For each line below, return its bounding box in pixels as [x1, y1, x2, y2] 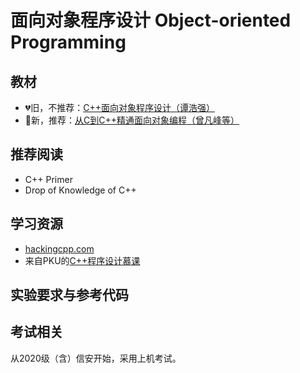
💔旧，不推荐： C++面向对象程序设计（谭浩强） [24, 102, 215, 113]
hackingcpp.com [24, 242, 95, 255]
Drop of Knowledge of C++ [24, 184, 137, 196]
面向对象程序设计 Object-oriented [10, 9, 292, 32]
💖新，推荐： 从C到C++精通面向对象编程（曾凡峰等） [24, 114, 240, 126]
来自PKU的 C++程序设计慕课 [24, 254, 141, 266]
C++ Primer [24, 173, 73, 185]
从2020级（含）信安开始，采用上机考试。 [10, 352, 182, 364]
